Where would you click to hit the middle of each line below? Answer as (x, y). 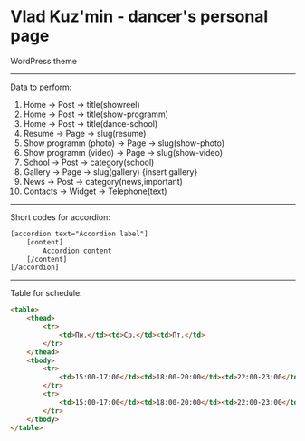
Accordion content (77, 251)
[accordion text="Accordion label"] (79, 234)
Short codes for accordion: (61, 217)
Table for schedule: (46, 293)
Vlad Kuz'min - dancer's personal (139, 17)
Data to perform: (41, 87)
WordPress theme (44, 61)
